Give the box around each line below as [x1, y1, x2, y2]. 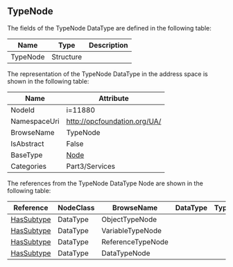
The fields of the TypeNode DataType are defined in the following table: [7, 24, 212, 32]
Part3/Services [66, 161, 116, 171]
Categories [10, 161, 47, 171]
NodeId [10, 105, 35, 115]
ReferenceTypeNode [101, 237, 169, 246]
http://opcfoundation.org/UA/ [66, 116, 162, 126]
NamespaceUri [10, 116, 60, 126]
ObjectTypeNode [101, 214, 157, 224]
